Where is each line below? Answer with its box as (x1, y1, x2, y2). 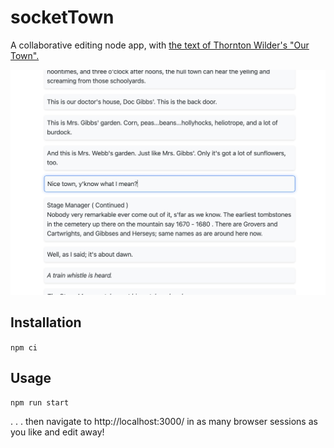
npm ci (10, 342, 38, 353)
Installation (10, 314, 82, 331)
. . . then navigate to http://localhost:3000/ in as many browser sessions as (10, 416, 318, 428)
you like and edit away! (10, 426, 105, 438)
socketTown (10, 6, 115, 29)
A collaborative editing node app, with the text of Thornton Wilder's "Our (10, 39, 310, 51)
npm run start (10, 398, 70, 408)
